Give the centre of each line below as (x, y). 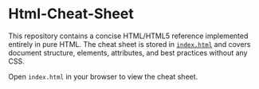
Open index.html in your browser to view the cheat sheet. (103, 76)
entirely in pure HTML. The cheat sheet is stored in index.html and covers (129, 44)
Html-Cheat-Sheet (71, 14)
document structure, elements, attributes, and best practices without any (128, 52)
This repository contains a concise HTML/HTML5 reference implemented (128, 36)
